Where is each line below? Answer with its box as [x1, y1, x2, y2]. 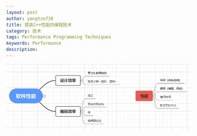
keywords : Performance [6, 40, 62, 46]
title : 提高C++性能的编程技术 [6, 22, 72, 28]
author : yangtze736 [6, 15, 54, 22]
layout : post [6, 9, 38, 15]
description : [6, 47, 38, 53]
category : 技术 [6, 28, 42, 34]
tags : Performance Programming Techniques [6, 34, 111, 40]
